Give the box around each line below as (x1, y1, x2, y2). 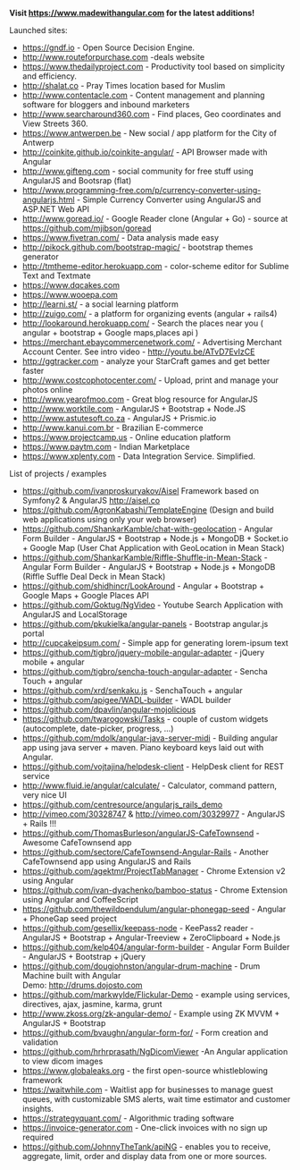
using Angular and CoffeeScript (21, 894, 138, 904)
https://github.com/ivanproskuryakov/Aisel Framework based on (21, 486, 260, 496)
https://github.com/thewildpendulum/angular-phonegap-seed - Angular (21, 903, 287, 914)
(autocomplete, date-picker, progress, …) (21, 724, 174, 733)
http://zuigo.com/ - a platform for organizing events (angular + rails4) (21, 309, 278, 318)
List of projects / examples (9, 469, 107, 479)
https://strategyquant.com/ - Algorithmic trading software (21, 1113, 235, 1123)
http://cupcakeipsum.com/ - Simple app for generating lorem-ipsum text (21, 638, 288, 648)
